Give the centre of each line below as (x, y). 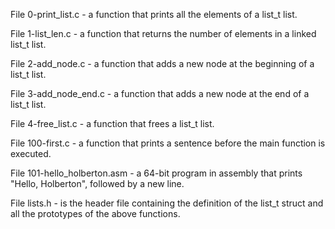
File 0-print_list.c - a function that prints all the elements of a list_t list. (154, 14)
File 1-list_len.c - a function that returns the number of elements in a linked (163, 33)
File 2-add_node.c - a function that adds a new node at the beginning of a (162, 63)
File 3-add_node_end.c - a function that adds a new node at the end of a (160, 93)
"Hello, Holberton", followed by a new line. (97, 183)
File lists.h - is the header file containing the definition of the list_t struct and (167, 203)
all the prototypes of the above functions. (95, 213)
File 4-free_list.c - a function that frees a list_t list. (112, 123)
